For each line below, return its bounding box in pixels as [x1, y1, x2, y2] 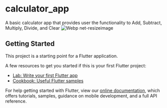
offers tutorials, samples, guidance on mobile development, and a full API [5, 92, 157, 98]
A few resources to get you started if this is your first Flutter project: [5, 62, 146, 68]
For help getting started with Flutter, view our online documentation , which [5, 87, 160, 93]
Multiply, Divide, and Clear [5, 25, 60, 31]
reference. [5, 98, 27, 104]
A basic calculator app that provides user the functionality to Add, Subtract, [5, 20, 162, 26]
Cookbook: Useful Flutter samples [12, 77, 84, 83]
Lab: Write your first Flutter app [12, 72, 78, 78]
